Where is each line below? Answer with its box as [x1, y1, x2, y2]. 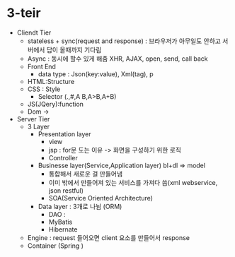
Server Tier [16, 114, 50, 123]
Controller [48, 153, 79, 162]
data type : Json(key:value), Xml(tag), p [38, 69, 154, 78]
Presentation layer [38, 129, 91, 138]
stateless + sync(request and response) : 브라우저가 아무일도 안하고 [27, 37, 221, 45]
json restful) [48, 186, 84, 195]
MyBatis [48, 217, 73, 226]
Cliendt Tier [16, 28, 52, 37]
